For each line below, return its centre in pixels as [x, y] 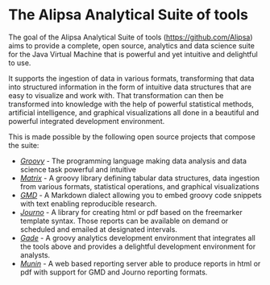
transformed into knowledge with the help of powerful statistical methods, [131, 104]
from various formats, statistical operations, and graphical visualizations [139, 186]
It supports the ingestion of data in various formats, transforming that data [131, 78]
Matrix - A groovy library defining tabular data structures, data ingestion [140, 178]
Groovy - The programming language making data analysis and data [133, 161]
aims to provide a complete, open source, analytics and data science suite [132, 45]
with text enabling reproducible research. [88, 204]
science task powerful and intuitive [78, 169]
